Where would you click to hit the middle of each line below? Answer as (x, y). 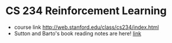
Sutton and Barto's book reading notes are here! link (77, 33)
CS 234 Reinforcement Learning (86, 11)
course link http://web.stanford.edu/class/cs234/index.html (86, 27)
